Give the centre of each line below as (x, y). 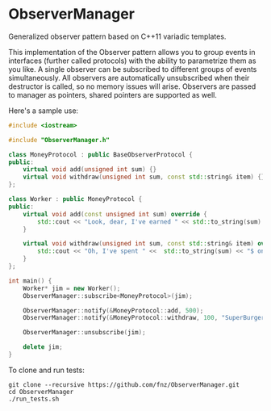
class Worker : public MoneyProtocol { (75, 199)
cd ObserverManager (41, 392)
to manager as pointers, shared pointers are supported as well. (113, 94)
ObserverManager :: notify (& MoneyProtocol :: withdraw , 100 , (121, 318)
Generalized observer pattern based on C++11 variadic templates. (117, 36)
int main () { (30, 281)
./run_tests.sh (34, 399)
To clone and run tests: (46, 370)
